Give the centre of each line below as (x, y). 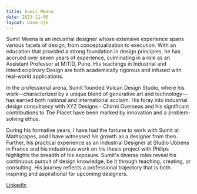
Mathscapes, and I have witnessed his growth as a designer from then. (92, 137)
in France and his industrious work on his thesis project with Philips (88, 149)
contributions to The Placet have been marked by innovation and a (87, 113)
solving (15, 119)
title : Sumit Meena (30, 11)
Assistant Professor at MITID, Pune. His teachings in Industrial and (86, 64)
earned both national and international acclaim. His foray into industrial (102, 100)
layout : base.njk (27, 22)
